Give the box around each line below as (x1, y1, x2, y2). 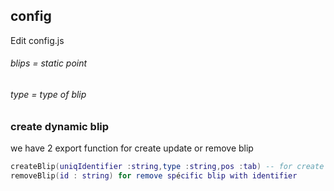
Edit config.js (10, 34, 65, 46)
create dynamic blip (10, 119, 110, 133)
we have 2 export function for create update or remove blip (10, 142, 254, 154)
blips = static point (10, 57, 88, 69)
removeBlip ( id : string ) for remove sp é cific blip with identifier (10, 170, 298, 181)
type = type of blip (10, 89, 87, 101)
